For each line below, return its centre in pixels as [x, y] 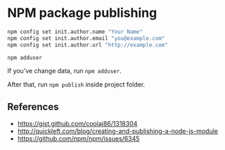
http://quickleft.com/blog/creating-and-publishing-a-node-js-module [118, 131]
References [33, 107]
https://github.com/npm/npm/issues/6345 [78, 139]
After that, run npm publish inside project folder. [76, 85]
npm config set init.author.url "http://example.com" [88, 45]
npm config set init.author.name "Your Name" [75, 32]
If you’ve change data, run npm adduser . [64, 71]
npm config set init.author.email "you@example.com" [86, 38]
